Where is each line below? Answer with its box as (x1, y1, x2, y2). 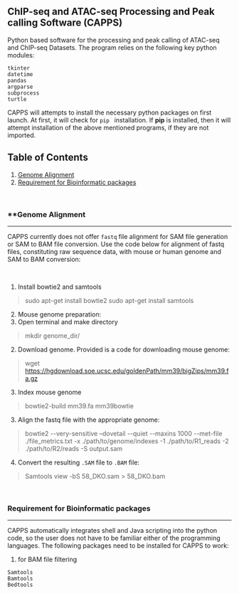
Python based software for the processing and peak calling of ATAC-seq (7, 36, 221, 44)
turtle (7, 95, 27, 102)
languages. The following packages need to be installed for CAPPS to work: (7, 541, 229, 550)
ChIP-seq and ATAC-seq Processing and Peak (7, 6, 215, 18)
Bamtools (7, 576, 33, 583)
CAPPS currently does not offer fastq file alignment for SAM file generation (7, 232, 228, 240)
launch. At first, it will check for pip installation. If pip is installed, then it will (7, 115, 231, 124)
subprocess (7, 89, 40, 97)
